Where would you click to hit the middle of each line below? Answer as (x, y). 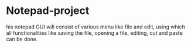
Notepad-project (48, 11)
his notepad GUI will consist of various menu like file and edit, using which (96, 27)
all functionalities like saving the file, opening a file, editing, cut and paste (94, 32)
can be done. (22, 39)
